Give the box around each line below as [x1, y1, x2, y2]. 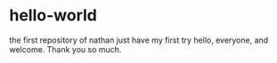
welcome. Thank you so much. [9, 43, 122, 54]
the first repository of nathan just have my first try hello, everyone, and [9, 35, 269, 45]
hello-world [9, 5, 98, 26]
